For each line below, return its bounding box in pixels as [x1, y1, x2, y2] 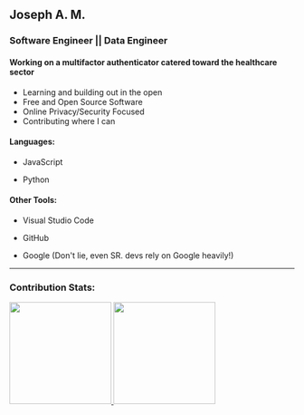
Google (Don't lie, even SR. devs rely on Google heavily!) [22, 249, 234, 261]
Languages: [9, 136, 56, 148]
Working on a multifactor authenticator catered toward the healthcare [9, 56, 278, 67]
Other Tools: [9, 195, 57, 206]
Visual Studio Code [22, 215, 95, 226]
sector [9, 66, 34, 77]
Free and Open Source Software [22, 96, 143, 107]
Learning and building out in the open [22, 86, 163, 98]
